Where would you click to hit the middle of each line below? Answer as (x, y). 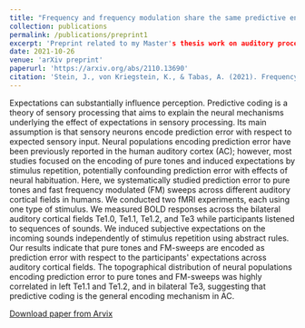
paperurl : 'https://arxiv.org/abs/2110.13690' (99, 69)
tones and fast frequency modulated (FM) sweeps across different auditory (150, 189)
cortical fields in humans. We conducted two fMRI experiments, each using (150, 199)
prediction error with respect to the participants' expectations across (138, 257)
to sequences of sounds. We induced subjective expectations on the (138, 228)
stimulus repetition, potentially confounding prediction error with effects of (149, 170)
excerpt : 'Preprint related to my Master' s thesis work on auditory (142, 43)
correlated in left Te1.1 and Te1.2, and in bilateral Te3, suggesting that (138, 286)
